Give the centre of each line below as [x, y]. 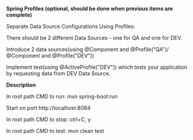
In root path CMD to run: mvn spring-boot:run [62, 96]
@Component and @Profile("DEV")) [50, 55]
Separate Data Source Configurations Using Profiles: [71, 26]
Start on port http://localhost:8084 [49, 108]
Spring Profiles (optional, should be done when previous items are [90, 9]
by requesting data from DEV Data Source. [58, 73]
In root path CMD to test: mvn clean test [55, 131]
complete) [19, 15]
